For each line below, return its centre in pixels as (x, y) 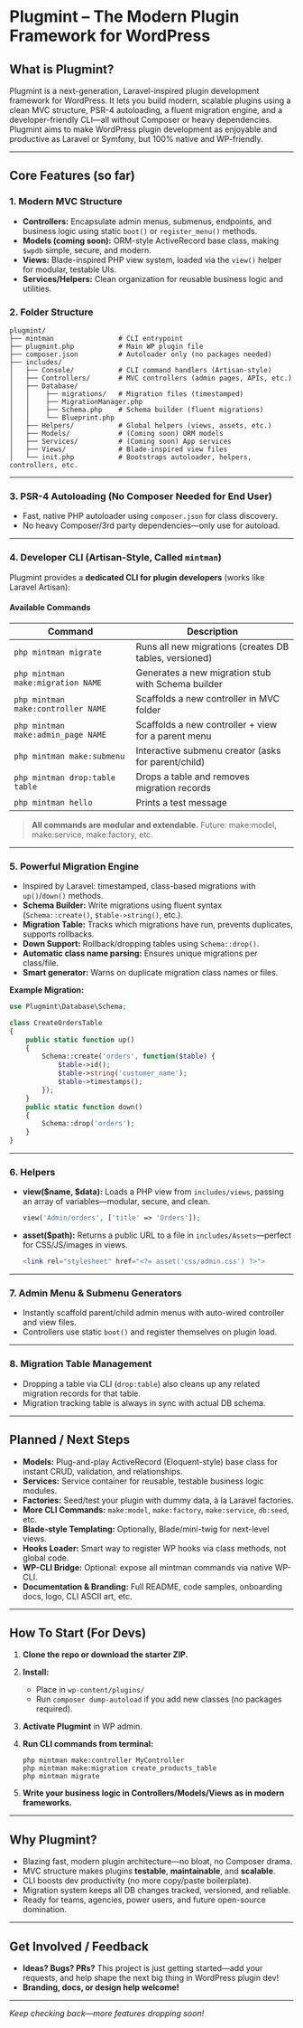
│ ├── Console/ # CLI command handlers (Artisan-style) (141, 370)
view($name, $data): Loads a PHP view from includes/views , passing (153, 1192)
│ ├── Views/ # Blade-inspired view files (119, 449)
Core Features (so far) (72, 176)
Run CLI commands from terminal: (88, 1744)
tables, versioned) (174, 657)
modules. (40, 1490)
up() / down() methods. (63, 896)
